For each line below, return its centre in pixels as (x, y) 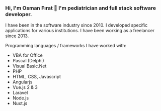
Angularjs (22, 82)
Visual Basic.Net (29, 66)
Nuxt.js (20, 103)
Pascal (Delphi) (28, 61)
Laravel (20, 93)
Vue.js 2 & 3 (25, 87)
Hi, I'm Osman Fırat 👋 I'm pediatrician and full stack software (80, 8)
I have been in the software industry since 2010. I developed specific (76, 25)
